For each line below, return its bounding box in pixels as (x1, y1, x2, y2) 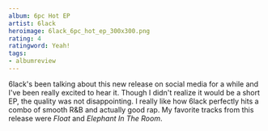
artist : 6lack (8, 19, 57, 27)
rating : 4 (8, 34, 42, 43)
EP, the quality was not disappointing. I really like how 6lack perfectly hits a (8, 96, 259, 106)
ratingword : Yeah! (8, 42, 70, 50)
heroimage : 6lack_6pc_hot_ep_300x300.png (8, 27, 151, 35)
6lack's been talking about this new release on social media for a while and (8, 78, 259, 89)
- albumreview (8, 57, 57, 65)
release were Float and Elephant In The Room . (8, 113, 163, 123)
